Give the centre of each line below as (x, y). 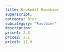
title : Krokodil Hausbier (32, 10)
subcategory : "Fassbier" (31, 24)
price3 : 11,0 (19, 42)
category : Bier (21, 19)
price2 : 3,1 (17, 38)
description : (19, 28)
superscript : (19, 14)
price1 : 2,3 (17, 33)
